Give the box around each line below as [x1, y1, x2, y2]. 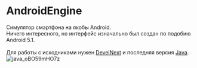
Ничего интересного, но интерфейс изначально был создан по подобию [6, 30, 191, 37]
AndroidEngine [6, 4, 82, 18]
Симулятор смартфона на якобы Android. [6, 24, 112, 31]
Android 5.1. [6, 36, 35, 43]
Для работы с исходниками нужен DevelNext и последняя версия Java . [6, 48, 189, 56]
